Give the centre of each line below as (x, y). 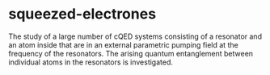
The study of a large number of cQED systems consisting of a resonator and (135, 36)
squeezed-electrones (82, 14)
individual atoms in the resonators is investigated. (91, 62)
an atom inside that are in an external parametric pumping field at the (123, 44)
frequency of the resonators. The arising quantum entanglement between (131, 53)
